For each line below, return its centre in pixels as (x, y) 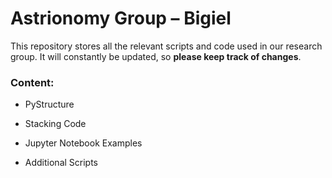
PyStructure (49, 104)
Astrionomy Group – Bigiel (121, 18)
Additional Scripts (61, 163)
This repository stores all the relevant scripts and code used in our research (166, 46)
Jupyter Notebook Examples (83, 143)
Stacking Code (55, 124)
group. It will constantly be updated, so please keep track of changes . (156, 56)
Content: (32, 82)
